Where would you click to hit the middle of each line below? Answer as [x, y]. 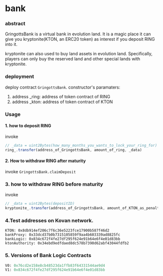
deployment [20, 77]
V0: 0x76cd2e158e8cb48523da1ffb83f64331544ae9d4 [55, 265]
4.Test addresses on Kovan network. [49, 220]
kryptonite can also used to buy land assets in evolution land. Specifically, [79, 54]
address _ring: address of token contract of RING [61, 96]
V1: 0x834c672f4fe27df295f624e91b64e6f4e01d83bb [55, 270]
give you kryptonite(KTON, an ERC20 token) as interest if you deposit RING [80, 39]
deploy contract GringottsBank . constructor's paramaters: [63, 87]
